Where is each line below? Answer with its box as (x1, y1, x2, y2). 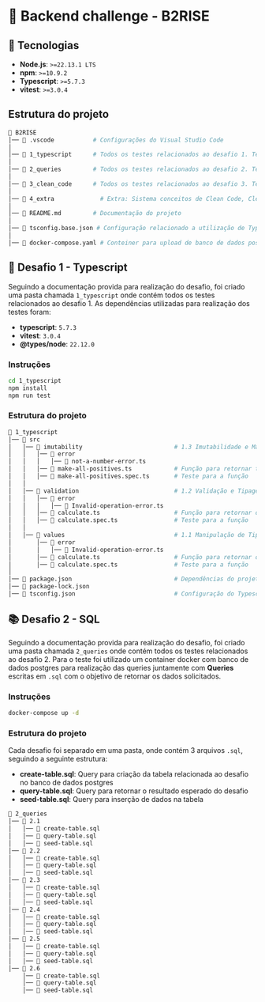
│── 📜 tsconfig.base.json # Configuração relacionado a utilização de (8, 225, 245, 233)
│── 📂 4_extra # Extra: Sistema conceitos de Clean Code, (8, 195, 245, 202)
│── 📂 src (8, 435, 41, 444)
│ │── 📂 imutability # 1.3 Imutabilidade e (8, 443, 248, 451)
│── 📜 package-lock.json (8, 583, 90, 591)
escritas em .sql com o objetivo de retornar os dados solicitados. (8, 671, 222, 681)
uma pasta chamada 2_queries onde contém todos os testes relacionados (8, 646, 248, 656)
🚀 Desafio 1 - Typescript (8, 261, 128, 274)
